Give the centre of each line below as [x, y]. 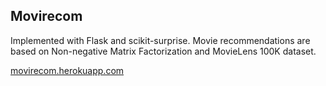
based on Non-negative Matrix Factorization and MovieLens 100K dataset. [163, 51]
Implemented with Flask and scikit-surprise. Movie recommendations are [160, 40]
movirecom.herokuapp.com [67, 70]
